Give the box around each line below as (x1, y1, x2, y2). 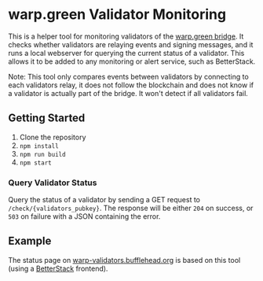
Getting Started (8, 112, 86, 125)
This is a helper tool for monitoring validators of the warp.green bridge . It (8, 31, 244, 41)
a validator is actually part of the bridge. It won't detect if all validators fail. (8, 88, 249, 98)
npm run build (19, 150, 66, 158)
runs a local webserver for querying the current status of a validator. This (8, 48, 245, 57)
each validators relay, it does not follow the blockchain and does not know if (8, 80, 254, 90)
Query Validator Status (8, 177, 97, 188)
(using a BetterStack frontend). (8, 264, 108, 273)
